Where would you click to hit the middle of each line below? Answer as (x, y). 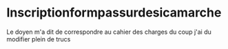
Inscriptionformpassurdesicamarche (114, 13)
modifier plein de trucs (39, 39)
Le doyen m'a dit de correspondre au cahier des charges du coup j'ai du (109, 32)
